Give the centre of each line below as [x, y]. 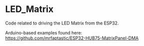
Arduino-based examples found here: [44, 32]
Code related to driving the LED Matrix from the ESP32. [62, 23]
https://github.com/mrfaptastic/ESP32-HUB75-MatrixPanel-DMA [72, 38]
